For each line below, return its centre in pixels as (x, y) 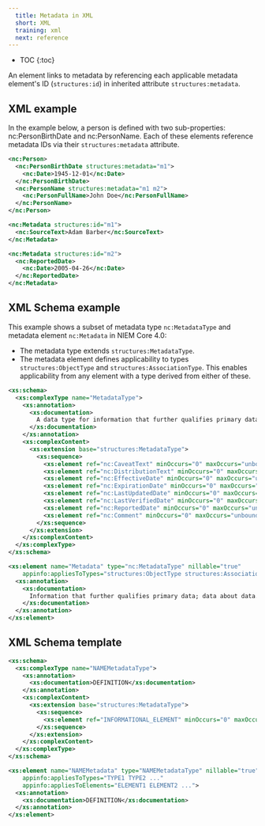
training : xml (38, 30)
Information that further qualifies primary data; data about (133, 596)
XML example (43, 109)
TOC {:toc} (37, 60)
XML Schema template (65, 643)
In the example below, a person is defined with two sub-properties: (117, 128)
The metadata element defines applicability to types (104, 359)
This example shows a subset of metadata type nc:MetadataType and (119, 327)
